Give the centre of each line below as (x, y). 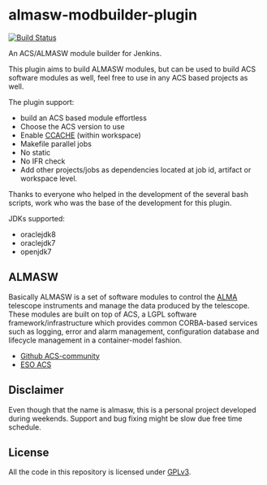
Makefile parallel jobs (56, 143)
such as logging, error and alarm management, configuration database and (134, 331)
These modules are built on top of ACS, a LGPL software (103, 314)
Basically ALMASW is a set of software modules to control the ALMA (123, 297)
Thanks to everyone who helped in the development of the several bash (129, 194)
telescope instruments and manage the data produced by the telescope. (129, 305)
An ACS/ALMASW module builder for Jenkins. (85, 53)
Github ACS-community (60, 356)
